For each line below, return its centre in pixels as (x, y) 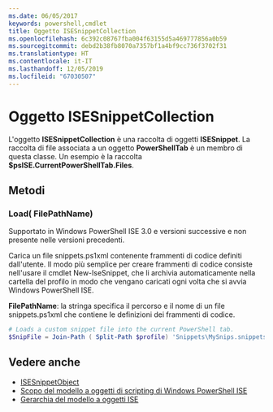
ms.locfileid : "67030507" (52, 76)
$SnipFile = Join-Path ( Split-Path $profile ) (89, 337)
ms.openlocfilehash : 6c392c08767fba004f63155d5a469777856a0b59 (118, 39)
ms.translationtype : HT (49, 54)
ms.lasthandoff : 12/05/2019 (56, 69)
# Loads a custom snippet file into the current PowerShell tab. (121, 330)
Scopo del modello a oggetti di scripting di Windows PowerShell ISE (134, 390)
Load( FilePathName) (51, 214)
